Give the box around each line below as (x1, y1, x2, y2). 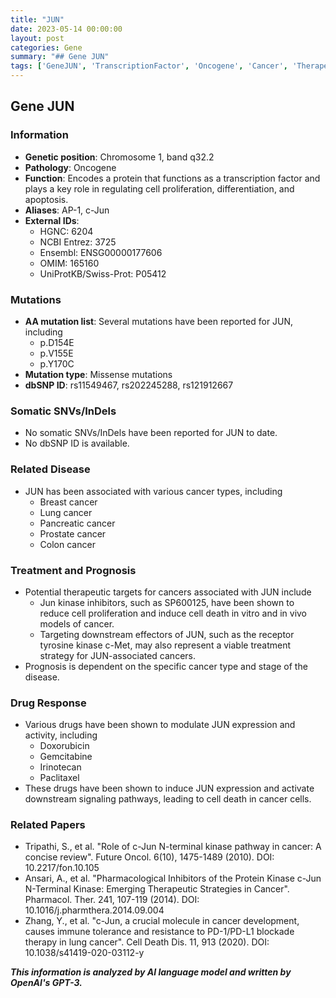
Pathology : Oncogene (24, 161, 117, 173)
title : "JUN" (10, 14, 65, 25)
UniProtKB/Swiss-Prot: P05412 (39, 267, 167, 280)
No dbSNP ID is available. (24, 437, 130, 450)
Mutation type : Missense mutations (24, 368, 173, 380)
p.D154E (39, 336, 75, 348)
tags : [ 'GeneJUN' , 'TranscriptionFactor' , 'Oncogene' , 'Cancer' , (10, 61, 289, 71)
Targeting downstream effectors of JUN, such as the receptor (39, 628, 295, 640)
